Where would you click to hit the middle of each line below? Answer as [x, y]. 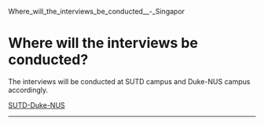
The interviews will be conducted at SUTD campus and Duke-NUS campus [129, 81]
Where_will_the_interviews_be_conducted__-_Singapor [97, 11]
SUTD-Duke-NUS [37, 105]
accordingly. [28, 90]
